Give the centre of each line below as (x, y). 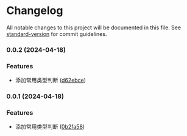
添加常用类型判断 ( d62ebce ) (51, 81)
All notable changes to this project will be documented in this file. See (94, 27)
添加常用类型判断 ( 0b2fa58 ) (50, 127)
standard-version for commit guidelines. (57, 34)
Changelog (35, 11)
